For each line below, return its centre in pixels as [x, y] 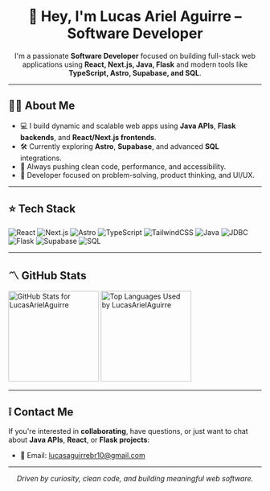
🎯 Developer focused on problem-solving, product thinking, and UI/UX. [137, 175]
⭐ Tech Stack [42, 209]
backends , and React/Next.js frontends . [88, 137]
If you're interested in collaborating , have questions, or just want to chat [128, 431]
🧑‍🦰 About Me [42, 106]
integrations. [41, 158]
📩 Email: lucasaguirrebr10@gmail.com [83, 456]
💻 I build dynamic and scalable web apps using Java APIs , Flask [128, 126]
